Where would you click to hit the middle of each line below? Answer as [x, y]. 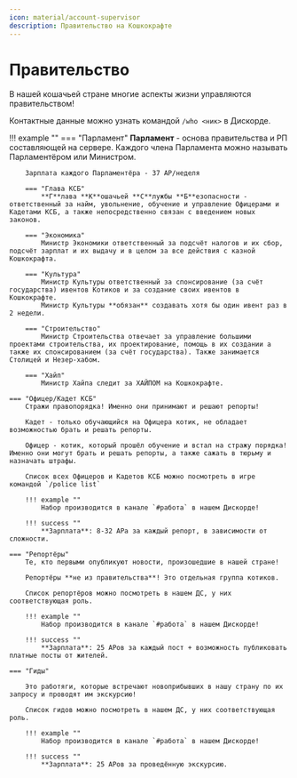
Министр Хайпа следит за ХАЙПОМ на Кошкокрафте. [133, 383]
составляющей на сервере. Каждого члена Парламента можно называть [148, 148]
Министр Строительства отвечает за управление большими [146, 337]
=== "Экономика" [55, 236]
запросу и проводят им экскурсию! [73, 694]
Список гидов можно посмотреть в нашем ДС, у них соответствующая [150, 710]
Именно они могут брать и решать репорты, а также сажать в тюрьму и [141, 453]
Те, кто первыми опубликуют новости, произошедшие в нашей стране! [152, 562]
